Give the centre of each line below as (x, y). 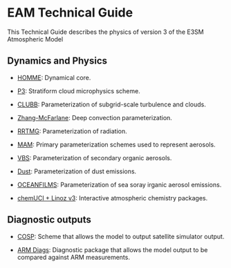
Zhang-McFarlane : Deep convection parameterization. (95, 117)
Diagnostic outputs (49, 220)
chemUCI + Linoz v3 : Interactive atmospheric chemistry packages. (112, 198)
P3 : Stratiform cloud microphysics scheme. (78, 90)
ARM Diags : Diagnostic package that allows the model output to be (112, 249)
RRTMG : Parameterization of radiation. (72, 131)
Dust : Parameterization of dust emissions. (77, 171)
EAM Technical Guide (70, 13)
